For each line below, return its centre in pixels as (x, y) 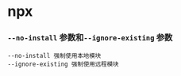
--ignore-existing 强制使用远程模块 (63, 65)
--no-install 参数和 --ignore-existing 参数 (90, 38)
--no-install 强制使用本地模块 (54, 56)
